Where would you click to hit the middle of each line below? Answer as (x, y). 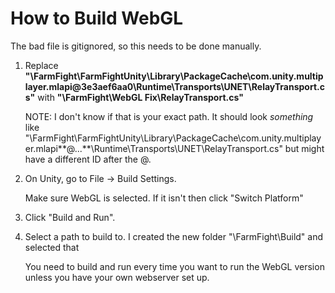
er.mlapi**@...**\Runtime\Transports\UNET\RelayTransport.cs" (153, 148)
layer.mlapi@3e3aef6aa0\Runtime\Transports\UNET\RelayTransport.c (174, 86)
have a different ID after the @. (88, 159)
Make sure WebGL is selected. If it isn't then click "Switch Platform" (164, 198)
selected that (52, 247)
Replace (41, 65)
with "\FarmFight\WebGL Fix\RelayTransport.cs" (140, 97)
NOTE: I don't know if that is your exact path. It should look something (169, 116)
